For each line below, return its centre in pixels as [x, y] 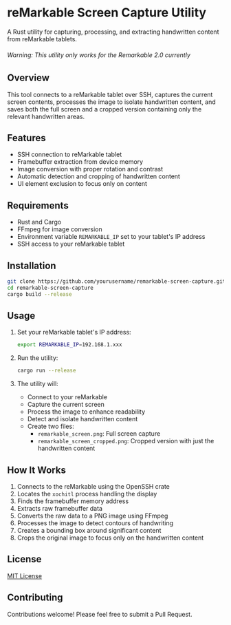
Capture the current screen [66, 405]
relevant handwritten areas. [46, 116]
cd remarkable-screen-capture [51, 288]
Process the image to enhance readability [86, 412]
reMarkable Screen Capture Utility [107, 13]
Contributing [35, 598]
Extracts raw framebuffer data [60, 508]
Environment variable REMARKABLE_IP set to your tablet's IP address [111, 237]
